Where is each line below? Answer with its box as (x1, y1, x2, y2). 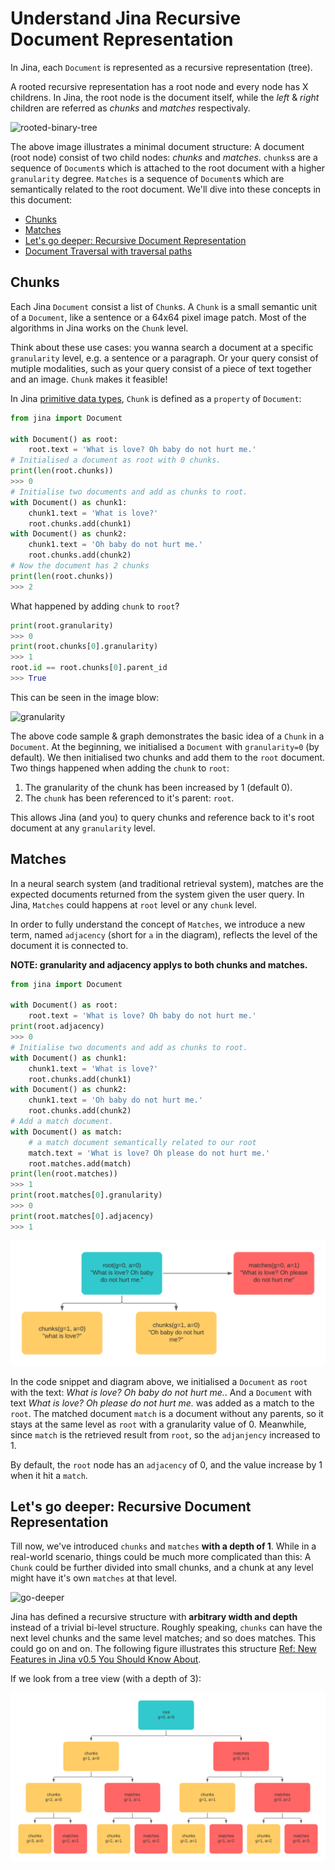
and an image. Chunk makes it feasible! (10, 373, 168, 385)
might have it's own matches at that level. (10, 1572, 178, 1584)
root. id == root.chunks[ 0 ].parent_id (10, 663, 168, 673)
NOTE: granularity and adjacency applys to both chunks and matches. (10, 958, 308, 971)
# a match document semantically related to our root (28, 1137, 257, 1147)
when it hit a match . (10, 1469, 88, 1481)
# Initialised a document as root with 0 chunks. (10, 455, 222, 466)
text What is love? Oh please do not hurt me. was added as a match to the (10, 1397, 315, 1409)
